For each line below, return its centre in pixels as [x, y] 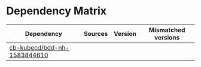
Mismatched [167, 30]
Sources [96, 33]
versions [167, 37]
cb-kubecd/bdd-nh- [39, 47]
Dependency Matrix [56, 11]
